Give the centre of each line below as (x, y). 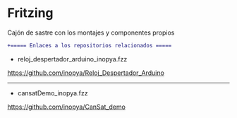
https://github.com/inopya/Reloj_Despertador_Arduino (86, 73)
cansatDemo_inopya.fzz (53, 93)
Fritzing (31, 13)
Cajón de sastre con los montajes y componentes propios (91, 33)
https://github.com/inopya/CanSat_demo (66, 107)
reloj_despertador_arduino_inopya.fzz (72, 59)
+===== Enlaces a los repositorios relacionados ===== (90, 45)
